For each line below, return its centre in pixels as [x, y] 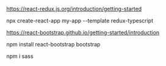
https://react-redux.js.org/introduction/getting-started [74, 9]
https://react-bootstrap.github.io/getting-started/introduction [83, 32]
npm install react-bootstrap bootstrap [53, 44]
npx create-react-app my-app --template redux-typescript [80, 20]
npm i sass [20, 56]
